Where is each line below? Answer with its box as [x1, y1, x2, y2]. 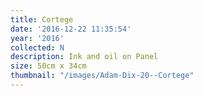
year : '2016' [10, 33, 65, 43]
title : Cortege [10, 14, 74, 25]
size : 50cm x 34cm [10, 61, 87, 71]
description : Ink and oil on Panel [10, 52, 159, 62]
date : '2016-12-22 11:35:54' [10, 24, 132, 34]
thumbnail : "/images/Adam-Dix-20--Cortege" [10, 71, 195, 81]
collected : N [10, 42, 65, 53]
